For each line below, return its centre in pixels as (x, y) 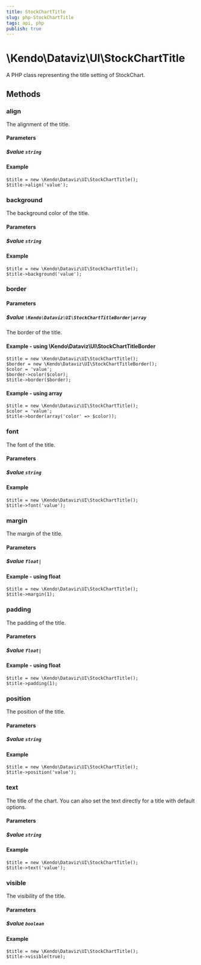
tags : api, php (25, 23)
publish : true (24, 29)
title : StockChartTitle (36, 12)
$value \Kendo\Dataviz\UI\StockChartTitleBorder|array (76, 317)
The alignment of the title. (38, 124)
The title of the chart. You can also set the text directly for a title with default (100, 801)
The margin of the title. (35, 534)
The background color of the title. (48, 213)
